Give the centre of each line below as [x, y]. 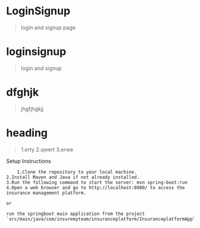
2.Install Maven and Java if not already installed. [73, 177]
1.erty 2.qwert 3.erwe [47, 149]
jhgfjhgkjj [32, 109]
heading [27, 133]
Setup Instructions [29, 161]
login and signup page [48, 27]
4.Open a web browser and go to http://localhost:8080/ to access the [96, 187]
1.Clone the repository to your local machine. [77, 172]
